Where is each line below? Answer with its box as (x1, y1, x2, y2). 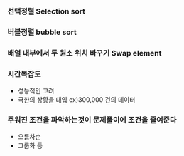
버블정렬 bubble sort (7, 27, 77, 37)
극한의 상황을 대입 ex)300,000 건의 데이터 (17, 95, 136, 104)
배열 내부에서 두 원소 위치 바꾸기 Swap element (7, 48, 162, 58)
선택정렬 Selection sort (7, 6, 86, 16)
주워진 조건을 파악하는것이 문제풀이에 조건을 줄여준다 (7, 115, 177, 125)
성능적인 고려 (17, 87, 55, 95)
